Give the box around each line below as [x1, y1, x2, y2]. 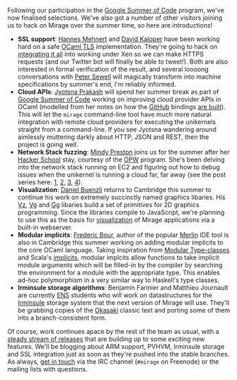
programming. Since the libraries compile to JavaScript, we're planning [17, 208, 225, 216]
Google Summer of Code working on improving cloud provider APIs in [17, 95, 221, 104]
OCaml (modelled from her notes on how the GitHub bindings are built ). [17, 103, 226, 111]
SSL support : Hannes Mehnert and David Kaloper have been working [17, 35, 221, 43]
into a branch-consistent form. [17, 313, 107, 322]
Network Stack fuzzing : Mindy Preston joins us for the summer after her [17, 148, 230, 156]
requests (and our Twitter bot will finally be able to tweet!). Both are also [17, 57, 229, 66]
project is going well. [17, 140, 79, 148]
